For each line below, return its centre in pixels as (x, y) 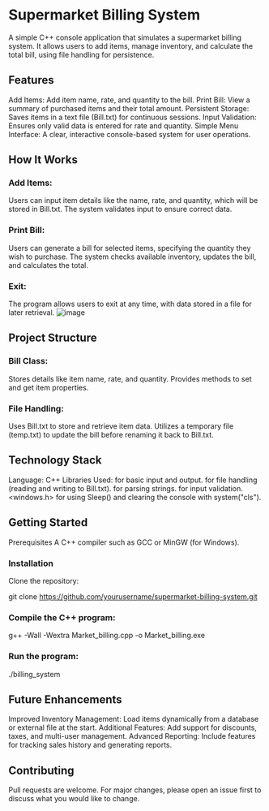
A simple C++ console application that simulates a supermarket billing (125, 37)
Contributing (41, 770)
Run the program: (44, 657)
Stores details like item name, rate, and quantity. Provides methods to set (130, 378)
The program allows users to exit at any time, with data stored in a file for (130, 304)
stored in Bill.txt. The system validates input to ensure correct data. (120, 209)
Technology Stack (55, 460)
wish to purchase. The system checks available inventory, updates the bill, (132, 257)
